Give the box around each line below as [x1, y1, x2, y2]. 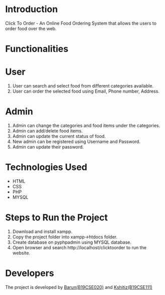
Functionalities [5, 43, 69, 55]
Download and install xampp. [12, 228, 73, 235]
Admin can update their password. [12, 144, 84, 150]
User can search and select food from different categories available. [12, 83, 154, 89]
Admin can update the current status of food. [12, 133, 106, 139]
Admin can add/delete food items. [12, 128, 83, 134]
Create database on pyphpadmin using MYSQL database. [12, 239, 132, 245]
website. [12, 250, 31, 256]
